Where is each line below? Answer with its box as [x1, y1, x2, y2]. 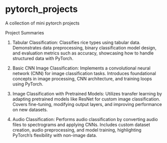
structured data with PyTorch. [12, 55, 74, 61]
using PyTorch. [12, 81, 43, 87]
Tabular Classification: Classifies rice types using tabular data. [12, 39, 141, 45]
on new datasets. [12, 106, 48, 112]
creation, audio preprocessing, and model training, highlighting [12, 126, 142, 133]
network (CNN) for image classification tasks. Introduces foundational [12, 70, 156, 76]
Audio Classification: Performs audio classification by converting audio [12, 116, 158, 122]
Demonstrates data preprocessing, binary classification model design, [12, 44, 157, 50]
